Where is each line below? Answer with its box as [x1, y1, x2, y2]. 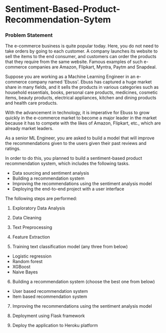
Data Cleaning [12, 215, 42, 221]
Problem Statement [5, 32, 53, 39]
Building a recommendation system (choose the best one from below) [12, 279, 155, 285]
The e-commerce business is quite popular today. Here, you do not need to [5, 43, 159, 49]
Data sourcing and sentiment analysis [12, 170, 89, 176]
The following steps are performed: [5, 196, 77, 201]
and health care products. [5, 100, 58, 106]
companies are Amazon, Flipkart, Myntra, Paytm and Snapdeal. [28, 64, 157, 70]
